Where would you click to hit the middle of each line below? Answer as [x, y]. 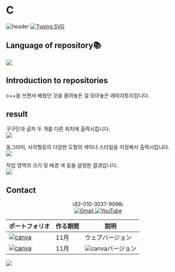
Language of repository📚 [54, 45]
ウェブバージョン [108, 237]
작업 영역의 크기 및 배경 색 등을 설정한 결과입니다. [62, 166]
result [17, 114]
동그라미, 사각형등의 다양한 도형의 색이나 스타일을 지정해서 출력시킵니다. [88, 147]
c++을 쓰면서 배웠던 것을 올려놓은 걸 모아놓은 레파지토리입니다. [78, 95]
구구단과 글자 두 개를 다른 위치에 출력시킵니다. [58, 129]
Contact [21, 190]
